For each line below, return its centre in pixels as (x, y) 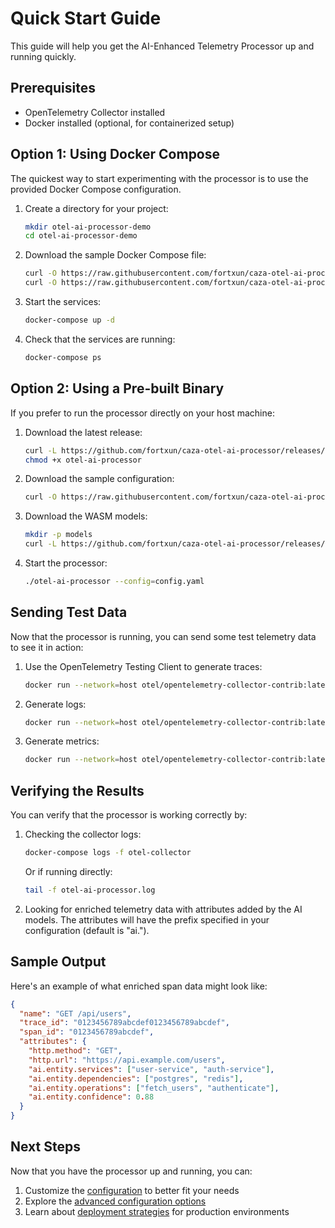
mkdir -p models (58, 535)
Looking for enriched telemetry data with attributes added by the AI (163, 909)
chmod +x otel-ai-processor (83, 460)
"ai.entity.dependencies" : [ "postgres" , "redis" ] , (136, 1078)
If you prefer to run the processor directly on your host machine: (142, 413)
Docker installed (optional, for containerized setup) (129, 123)
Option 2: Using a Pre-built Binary (117, 388)
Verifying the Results (77, 790)
